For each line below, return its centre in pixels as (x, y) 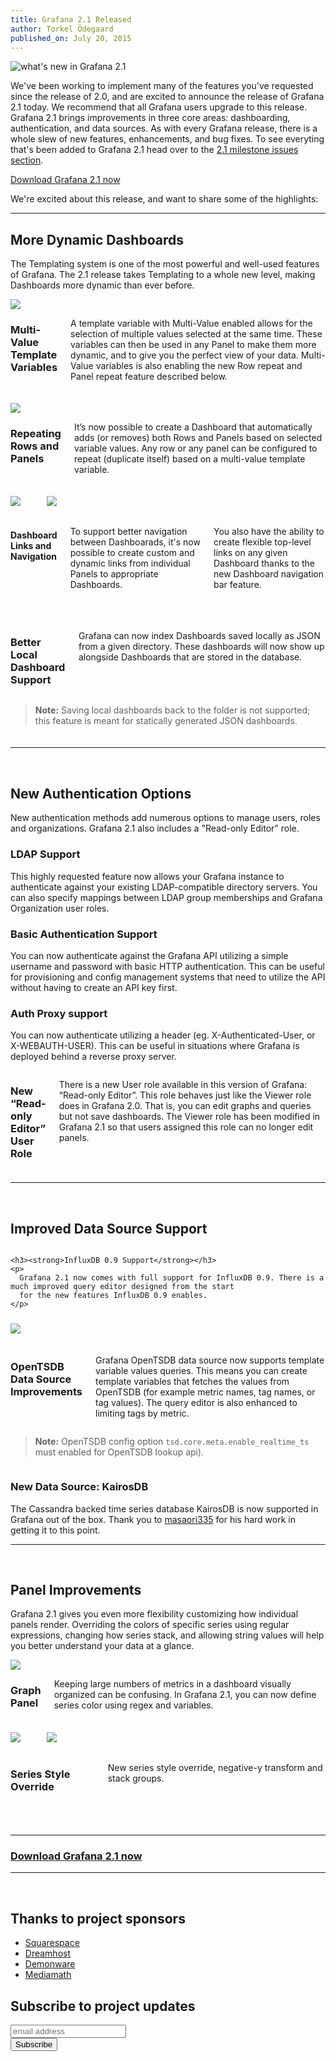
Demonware (50, 1964)
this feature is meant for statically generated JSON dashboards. (166, 721)
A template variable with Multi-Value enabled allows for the (191, 323)
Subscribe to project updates (103, 2006)
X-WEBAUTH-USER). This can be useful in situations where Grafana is (155, 1046)
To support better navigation (128, 532)
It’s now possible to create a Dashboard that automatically (193, 427)
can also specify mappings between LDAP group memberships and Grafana (166, 897)
